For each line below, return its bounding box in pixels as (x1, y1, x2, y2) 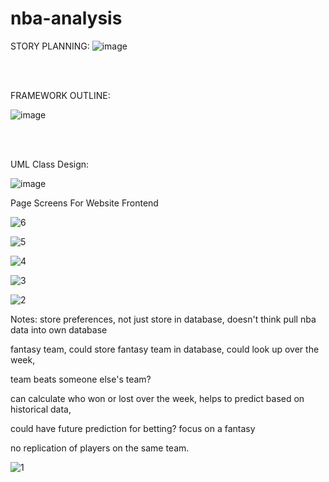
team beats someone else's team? (10, 373, 152, 385)
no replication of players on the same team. (10, 442, 190, 454)
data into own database (10, 323, 108, 336)
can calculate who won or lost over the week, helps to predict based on (10, 392, 305, 404)
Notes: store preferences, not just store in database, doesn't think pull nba (10, 313, 317, 325)
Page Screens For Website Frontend (10, 197, 159, 209)
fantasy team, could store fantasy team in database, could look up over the (10, 343, 320, 355)
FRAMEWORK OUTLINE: (10, 89, 111, 101)
